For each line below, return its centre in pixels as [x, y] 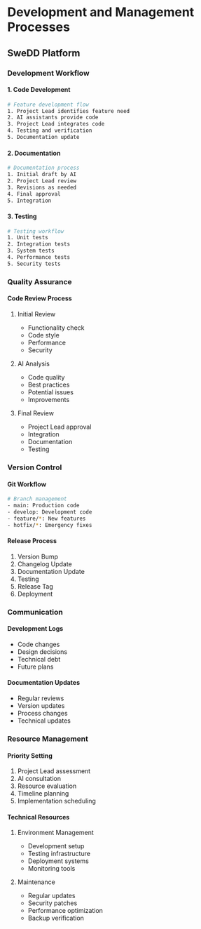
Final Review [36, 413]
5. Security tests [34, 264]
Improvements [49, 399]
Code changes [39, 644]
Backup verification [56, 918]
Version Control [35, 467]
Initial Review [36, 314]
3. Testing [22, 216]
